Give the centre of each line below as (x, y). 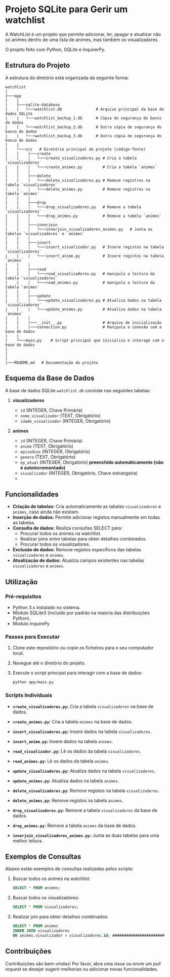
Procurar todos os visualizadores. (55, 544)
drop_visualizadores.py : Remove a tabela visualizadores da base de (85, 810)
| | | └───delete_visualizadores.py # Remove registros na (78, 180)
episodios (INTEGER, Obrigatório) (55, 451)
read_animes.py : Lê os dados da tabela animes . (61, 761)
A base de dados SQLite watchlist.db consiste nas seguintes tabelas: (78, 390)
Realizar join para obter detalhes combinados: (60, 917)
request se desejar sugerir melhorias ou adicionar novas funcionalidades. (82, 969)
